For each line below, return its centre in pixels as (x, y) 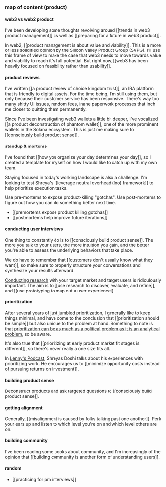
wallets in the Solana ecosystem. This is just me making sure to (70, 130)
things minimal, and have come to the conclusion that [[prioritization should (82, 318)
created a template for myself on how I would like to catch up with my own (81, 162)
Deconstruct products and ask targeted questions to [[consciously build (79, 391)
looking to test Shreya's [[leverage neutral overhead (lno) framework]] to (79, 183)
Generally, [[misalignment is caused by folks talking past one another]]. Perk (83, 419)
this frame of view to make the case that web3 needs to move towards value (83, 55)
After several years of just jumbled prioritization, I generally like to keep (78, 313)
